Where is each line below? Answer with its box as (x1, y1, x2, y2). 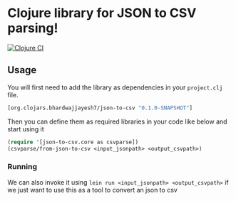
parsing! (7, 20, 58, 36)
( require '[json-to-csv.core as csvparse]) (7, 138, 139, 146)
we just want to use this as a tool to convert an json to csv (7, 185, 178, 194)
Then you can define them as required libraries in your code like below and (7, 117, 227, 126)
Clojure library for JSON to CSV (7, 5, 197, 21)
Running (7, 162, 38, 172)
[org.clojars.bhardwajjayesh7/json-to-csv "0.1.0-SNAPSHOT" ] (7, 104, 193, 112)
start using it (7, 124, 44, 133)
